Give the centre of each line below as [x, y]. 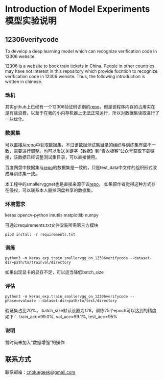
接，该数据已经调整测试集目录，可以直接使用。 [52, 157]
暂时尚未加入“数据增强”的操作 [35, 342]
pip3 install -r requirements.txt [40, 234]
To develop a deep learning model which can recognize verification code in [81, 51]
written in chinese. [24, 81]
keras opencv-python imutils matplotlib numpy [52, 215]
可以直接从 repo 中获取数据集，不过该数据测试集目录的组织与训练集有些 [76, 145]
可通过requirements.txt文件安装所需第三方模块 [52, 225]
